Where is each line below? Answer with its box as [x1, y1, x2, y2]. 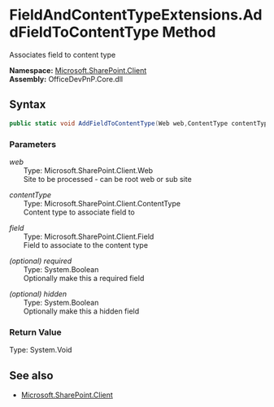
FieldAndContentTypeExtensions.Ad [9, 6, 263, 24]
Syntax [9, 97, 46, 111]
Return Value [9, 327, 62, 338]
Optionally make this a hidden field [24, 306, 140, 316]
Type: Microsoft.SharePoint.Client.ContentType [24, 198, 181, 208]
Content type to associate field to [24, 207, 135, 217]
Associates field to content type [9, 50, 116, 59]
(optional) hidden [9, 288, 67, 298]
